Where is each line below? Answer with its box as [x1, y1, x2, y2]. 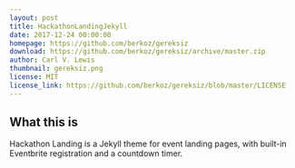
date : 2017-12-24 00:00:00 [9, 30, 112, 39]
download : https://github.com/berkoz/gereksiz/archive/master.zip [9, 47, 266, 56]
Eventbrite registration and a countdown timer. [9, 148, 183, 159]
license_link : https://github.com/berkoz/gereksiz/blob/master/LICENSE [9, 81, 286, 90]
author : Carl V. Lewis [9, 55, 95, 64]
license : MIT [9, 73, 59, 82]
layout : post [9, 13, 59, 23]
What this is [9, 114, 79, 130]
